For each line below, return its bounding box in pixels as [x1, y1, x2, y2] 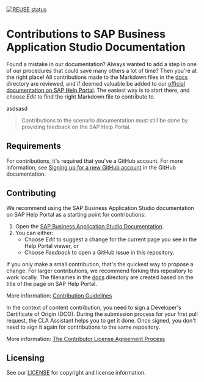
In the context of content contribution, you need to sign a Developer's [6, 304, 181, 311]
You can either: [15, 229, 54, 236]
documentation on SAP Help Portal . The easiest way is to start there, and [6, 86, 190, 94]
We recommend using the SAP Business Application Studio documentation [6, 204, 194, 211]
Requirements [6, 141, 61, 151]
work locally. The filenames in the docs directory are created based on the [6, 273, 194, 281]
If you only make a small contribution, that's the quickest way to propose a [6, 260, 194, 268]
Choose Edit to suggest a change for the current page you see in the [24, 236, 197, 243]
